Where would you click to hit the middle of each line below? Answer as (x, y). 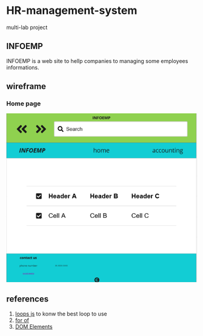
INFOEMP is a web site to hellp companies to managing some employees (97, 61)
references (28, 299)
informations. (23, 67)
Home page (24, 104)
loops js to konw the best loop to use (61, 314)
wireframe (26, 86)
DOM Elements (34, 326)
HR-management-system (72, 11)
